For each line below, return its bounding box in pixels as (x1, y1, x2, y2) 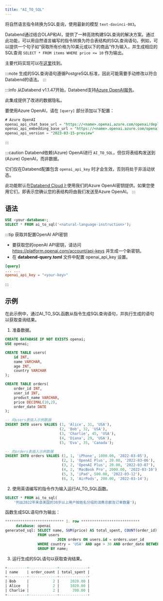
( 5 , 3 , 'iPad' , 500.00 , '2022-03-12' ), (61, 471, 142, 476)
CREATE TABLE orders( (5, 382, 49, 387)
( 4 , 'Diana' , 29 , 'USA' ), (59, 435, 112, 441)
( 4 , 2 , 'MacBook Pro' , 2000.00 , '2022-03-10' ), (61, 467, 160, 472)
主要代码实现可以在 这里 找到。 (5, 60, 65, 66)
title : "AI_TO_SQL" (5, 7, 45, 12)
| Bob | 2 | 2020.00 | (5, 579, 90, 584)
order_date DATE (14, 404, 47, 409)
